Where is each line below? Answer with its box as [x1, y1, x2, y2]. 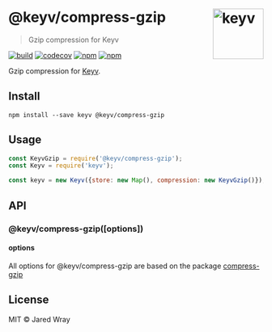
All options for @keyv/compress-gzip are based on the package [8, 261, 222, 271]
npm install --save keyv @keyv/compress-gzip [8, 111, 164, 119]
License [8, 293, 49, 307]
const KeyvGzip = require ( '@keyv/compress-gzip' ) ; [8, 154, 183, 162]
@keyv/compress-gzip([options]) [8, 223, 144, 234]
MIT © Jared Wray [8, 314, 70, 324]
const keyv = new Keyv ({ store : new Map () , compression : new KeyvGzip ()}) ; [8, 176, 266, 185]
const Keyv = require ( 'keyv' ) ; [8, 162, 114, 170]
